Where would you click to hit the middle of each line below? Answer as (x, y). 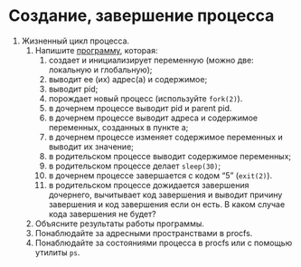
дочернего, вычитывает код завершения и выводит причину (165, 195)
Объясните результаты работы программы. (120, 224)
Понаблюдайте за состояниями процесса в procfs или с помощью (164, 243)
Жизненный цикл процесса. (75, 41)
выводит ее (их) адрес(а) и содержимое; (128, 79)
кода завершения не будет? (102, 214)
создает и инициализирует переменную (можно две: (151, 60)
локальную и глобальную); (100, 70)
